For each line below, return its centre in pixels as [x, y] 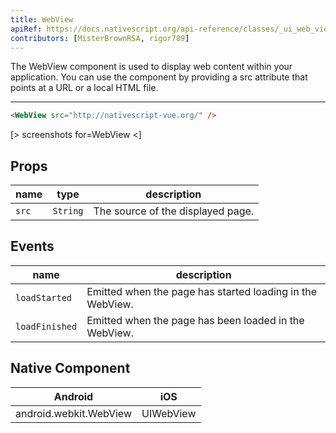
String [68, 211]
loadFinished [46, 326]
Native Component [70, 368]
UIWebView [169, 413]
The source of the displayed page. [174, 211]
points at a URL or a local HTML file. [84, 88]
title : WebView [42, 19]
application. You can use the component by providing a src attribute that [159, 77]
